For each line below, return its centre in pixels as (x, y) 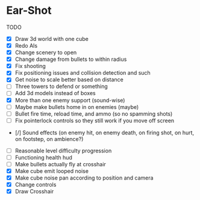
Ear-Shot (29, 11)
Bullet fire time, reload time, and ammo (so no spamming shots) (94, 114)
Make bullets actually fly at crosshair (61, 164)
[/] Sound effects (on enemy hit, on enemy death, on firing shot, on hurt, (105, 133)
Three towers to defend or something (61, 86)
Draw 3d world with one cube (52, 39)
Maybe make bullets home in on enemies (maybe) (77, 107)
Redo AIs (26, 45)
